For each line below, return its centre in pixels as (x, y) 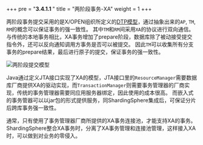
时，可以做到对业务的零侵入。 (43, 136)
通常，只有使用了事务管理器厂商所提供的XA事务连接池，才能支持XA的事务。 (101, 121)
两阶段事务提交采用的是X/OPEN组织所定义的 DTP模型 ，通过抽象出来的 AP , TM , (101, 22)
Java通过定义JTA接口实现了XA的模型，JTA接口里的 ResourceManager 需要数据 (101, 78)
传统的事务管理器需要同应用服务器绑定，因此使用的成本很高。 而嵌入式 (105, 93)
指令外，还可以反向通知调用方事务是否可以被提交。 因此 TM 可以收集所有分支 (100, 44)
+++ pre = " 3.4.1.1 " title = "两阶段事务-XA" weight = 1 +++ (79, 9)
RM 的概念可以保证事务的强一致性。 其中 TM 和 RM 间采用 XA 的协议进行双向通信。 (100, 29)
